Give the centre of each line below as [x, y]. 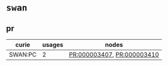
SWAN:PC [23, 55]
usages [53, 45]
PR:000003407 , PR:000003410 [114, 55]
